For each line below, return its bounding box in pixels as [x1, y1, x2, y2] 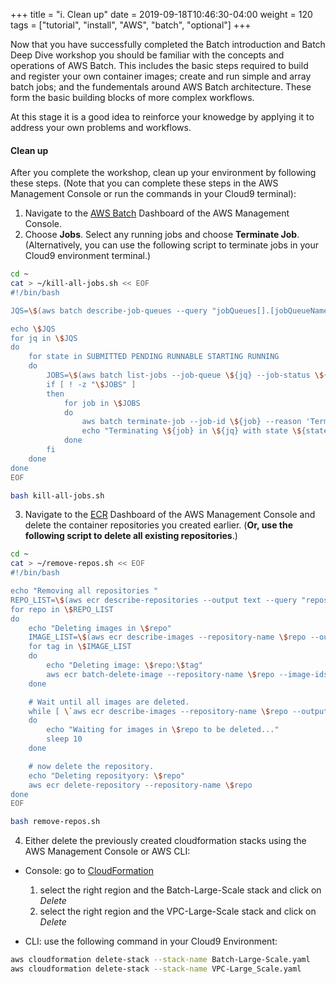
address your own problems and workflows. [10, 122, 192, 133]
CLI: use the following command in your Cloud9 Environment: [24, 935, 278, 948]
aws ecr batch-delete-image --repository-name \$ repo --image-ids [46, 669, 329, 679]
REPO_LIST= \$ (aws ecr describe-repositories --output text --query [10, 595, 298, 605]
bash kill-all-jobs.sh [10, 490, 105, 501]
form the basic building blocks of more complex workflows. [10, 92, 255, 103]
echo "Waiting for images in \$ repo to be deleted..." [46, 725, 280, 735]
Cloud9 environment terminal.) [24, 250, 152, 262]
